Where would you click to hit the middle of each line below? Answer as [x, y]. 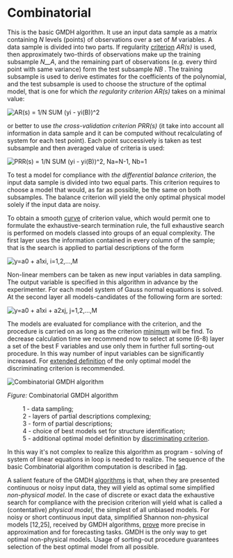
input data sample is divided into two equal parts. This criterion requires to [114, 182]
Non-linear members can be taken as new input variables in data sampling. [115, 274]
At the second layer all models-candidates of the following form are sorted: [115, 297]
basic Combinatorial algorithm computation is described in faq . [97, 466]
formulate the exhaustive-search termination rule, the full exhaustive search [116, 225]
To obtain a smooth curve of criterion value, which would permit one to [109, 218]
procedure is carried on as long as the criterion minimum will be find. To [110, 331]
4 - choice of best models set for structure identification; [104, 431]
